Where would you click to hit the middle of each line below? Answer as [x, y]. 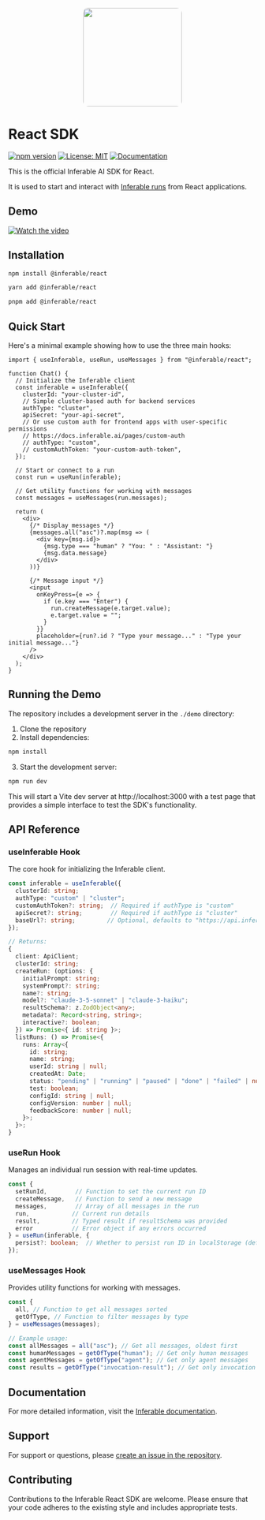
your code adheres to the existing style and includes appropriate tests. [123, 1507]
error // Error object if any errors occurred [111, 1228]
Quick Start [37, 326]
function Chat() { [38, 374]
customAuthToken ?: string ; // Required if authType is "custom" [125, 906]
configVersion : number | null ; [80, 1103]
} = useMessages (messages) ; [54, 1324]
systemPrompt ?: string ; [62, 986]
